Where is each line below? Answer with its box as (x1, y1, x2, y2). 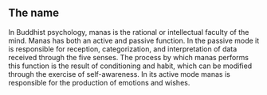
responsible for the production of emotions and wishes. (8, 78, 190, 87)
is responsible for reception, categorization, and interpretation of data (8, 44, 238, 54)
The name (8, 6, 60, 20)
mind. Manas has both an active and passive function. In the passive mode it (8, 36, 260, 45)
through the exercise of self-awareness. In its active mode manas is (8, 69, 231, 78)
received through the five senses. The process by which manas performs (8, 52, 249, 62)
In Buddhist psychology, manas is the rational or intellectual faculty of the (8, 27, 249, 36)
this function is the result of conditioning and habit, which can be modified (8, 61, 253, 70)
